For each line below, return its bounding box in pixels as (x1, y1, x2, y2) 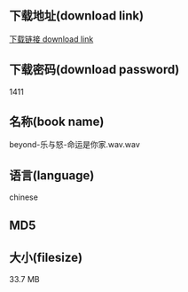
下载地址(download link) (9, 8, 145, 24)
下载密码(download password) (9, 62, 180, 77)
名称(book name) (9, 114, 105, 130)
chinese (9, 192, 38, 202)
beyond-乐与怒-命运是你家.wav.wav (9, 139, 140, 150)
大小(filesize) (9, 250, 82, 265)
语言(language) (9, 168, 95, 183)
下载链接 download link (9, 34, 94, 44)
